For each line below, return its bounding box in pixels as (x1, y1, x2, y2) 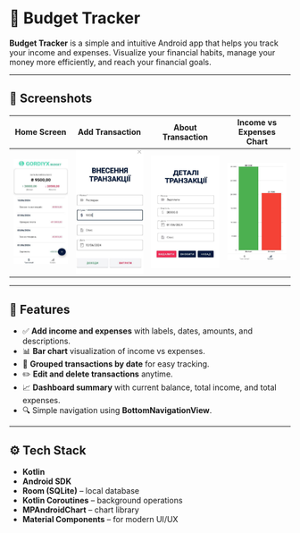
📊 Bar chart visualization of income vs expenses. (21, 346, 205, 357)
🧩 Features (9, 301, 71, 317)
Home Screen (14, 127, 67, 138)
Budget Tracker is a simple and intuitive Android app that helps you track (9, 38, 279, 48)
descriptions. (21, 335, 71, 347)
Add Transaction (77, 127, 141, 138)
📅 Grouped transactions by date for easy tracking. (21, 359, 210, 369)
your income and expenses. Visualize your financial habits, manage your (9, 47, 276, 57)
